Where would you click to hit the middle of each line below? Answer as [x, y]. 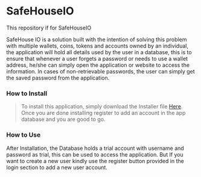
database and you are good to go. [63, 119]
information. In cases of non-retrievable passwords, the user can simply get [101, 71]
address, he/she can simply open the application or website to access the [98, 65]
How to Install [27, 93]
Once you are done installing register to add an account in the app [103, 113]
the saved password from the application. [58, 78]
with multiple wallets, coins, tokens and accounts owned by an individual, [97, 46]
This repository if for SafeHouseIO [49, 28]
